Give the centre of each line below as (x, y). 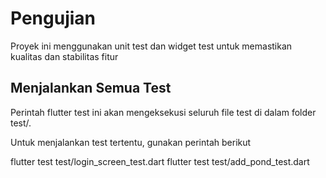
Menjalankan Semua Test (91, 88)
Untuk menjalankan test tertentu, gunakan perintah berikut (131, 142)
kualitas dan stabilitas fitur (64, 56)
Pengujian (53, 18)
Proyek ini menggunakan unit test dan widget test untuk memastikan (151, 46)
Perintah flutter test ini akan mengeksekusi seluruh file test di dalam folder (163, 112)
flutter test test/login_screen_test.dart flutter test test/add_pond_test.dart (160, 161)
